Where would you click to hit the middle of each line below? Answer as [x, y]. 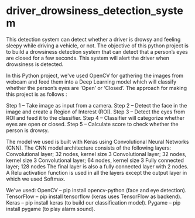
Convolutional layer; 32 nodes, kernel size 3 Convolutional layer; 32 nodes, [96, 154]
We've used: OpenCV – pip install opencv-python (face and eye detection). [96, 190]
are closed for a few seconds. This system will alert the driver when [88, 58]
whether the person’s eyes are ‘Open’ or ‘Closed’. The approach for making [97, 88]
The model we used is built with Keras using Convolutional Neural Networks [97, 141]
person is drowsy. [28, 130]
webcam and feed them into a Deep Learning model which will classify [91, 82]
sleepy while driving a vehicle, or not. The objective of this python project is [97, 46]
